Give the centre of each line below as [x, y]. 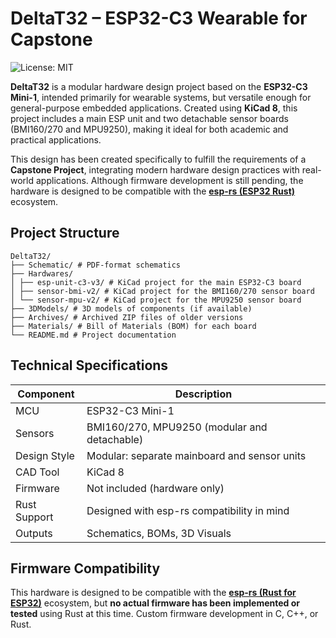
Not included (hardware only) [155, 488]
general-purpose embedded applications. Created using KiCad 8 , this [154, 108]
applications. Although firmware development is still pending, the [169, 180]
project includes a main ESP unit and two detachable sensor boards [149, 118]
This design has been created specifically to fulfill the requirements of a [158, 159]
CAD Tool [37, 472]
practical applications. [56, 139]
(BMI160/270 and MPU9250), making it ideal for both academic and [149, 129]
